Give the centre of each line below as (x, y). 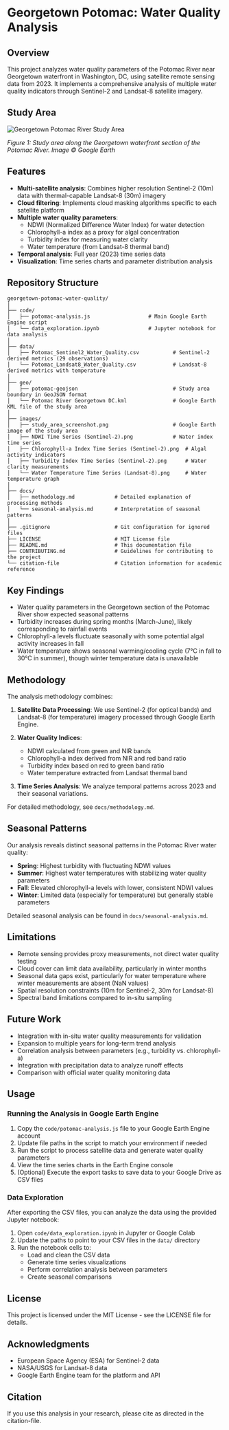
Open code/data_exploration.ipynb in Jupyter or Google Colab (106, 1233)
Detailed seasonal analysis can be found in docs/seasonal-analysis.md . (108, 916)
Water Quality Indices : (49, 738)
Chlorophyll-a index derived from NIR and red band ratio (107, 759)
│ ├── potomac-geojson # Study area (109, 389)
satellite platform (41, 210)
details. (17, 1323)
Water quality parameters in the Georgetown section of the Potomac (113, 607)
